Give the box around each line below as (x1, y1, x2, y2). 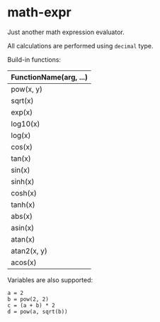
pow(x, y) (11, 84, 43, 94)
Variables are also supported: (7, 275, 93, 284)
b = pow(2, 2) (7, 296, 50, 303)
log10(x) (11, 119, 40, 129)
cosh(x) (11, 188, 37, 198)
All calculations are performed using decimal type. (7, 41, 154, 50)
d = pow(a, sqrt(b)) (7, 308, 69, 315)
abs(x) (11, 211, 33, 221)
